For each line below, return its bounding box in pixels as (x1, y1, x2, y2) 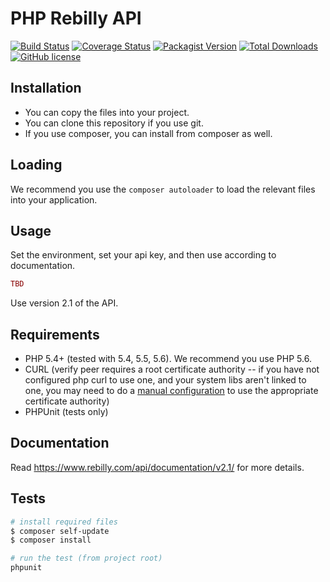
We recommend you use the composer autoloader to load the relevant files (10, 183, 316, 195)
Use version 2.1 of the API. (10, 297, 119, 309)
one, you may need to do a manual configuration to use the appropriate (24, 385, 319, 397)
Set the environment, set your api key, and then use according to (10, 249, 277, 261)
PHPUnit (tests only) (24, 406, 109, 418)
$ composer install (10, 535, 92, 546)
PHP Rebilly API (10, 7, 142, 30)
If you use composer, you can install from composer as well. (24, 127, 273, 139)
